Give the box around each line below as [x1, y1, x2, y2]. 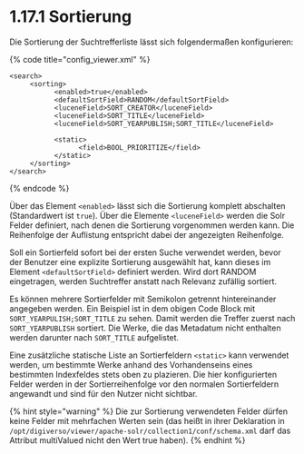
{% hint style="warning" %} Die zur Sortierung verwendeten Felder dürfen [9, 406, 289, 417]
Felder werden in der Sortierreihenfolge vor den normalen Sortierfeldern [9, 379, 279, 390]
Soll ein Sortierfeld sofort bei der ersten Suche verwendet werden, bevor [9, 247, 281, 258]
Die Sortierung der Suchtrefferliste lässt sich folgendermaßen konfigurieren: [9, 36, 294, 47]
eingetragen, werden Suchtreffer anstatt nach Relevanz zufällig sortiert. [9, 275, 278, 287]
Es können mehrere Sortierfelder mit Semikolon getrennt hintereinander [9, 293, 277, 304]
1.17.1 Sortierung [9, 6, 132, 27]
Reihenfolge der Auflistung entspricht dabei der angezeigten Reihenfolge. [9, 229, 284, 240]
